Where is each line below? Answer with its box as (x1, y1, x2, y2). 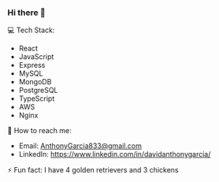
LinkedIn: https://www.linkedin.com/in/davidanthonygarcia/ (18, 150, 211, 159)
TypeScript (18, 94, 55, 103)
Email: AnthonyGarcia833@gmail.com (18, 141, 143, 150)
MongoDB (18, 77, 52, 87)
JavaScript (18, 52, 54, 61)
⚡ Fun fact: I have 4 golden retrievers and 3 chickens (7, 165, 179, 175)
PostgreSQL (18, 86, 58, 95)
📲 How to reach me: (7, 126, 72, 136)
